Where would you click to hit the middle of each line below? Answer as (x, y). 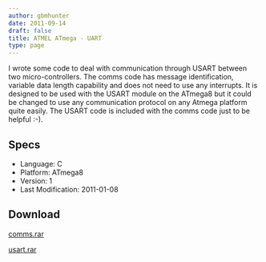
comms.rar (26, 234)
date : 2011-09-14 (37, 23)
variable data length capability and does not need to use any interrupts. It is (133, 86)
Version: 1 (36, 180)
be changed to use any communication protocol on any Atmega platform (128, 103)
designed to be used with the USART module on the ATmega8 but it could (130, 94)
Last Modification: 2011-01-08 (69, 189)
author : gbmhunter (39, 16)
